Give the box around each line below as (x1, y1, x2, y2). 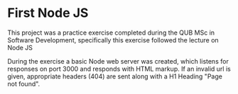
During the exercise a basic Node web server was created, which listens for (7, 57, 229, 65)
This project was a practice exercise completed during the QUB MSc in (7, 28, 215, 37)
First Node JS (7, 5, 89, 21)
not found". (7, 79, 40, 88)
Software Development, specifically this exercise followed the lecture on (7, 35, 219, 44)
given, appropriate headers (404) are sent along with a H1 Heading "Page (7, 72, 222, 81)
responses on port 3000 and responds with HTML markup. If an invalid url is (7, 64, 231, 73)
